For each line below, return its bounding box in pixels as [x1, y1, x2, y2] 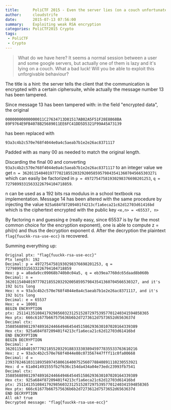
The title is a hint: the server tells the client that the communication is [5, 81, 150, 87]
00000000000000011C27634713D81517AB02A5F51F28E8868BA [5, 117, 122, 122]
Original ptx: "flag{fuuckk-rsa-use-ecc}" [5, 252, 97, 258]
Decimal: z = [5, 342, 33, 347]
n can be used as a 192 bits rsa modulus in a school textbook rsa [5, 190, 141, 196]
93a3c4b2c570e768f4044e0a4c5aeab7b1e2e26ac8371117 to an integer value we [5, 164, 163, 170]
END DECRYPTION [5, 391, 38, 396]
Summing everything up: [5, 243, 57, 249]
